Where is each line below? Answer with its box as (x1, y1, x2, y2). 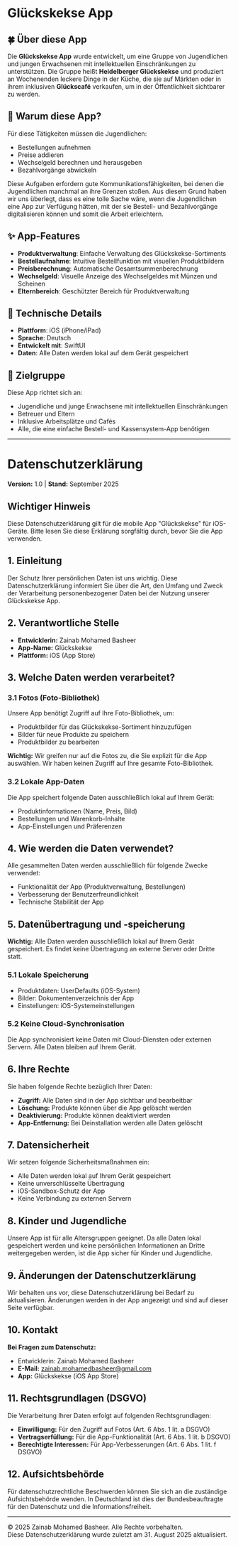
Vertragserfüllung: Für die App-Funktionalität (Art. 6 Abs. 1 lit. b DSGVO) (17, 1432, 231, 1441)
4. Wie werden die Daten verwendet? (7, 843, 174, 854)
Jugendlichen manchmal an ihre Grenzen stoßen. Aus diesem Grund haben (7, 187, 227, 195)
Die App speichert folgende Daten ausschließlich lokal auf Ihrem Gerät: (7, 793, 215, 801)
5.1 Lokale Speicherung (7, 970, 89, 980)
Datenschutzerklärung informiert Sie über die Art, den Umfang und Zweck (7, 581, 223, 590)
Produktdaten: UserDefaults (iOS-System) (17, 986, 140, 995)
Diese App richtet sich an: (7, 389, 83, 397)
